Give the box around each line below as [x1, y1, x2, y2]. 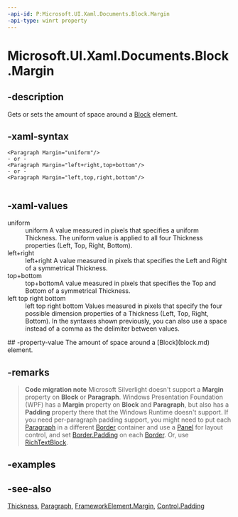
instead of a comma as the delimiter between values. [25, 324, 180, 333]
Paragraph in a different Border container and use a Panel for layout [24, 422, 223, 431]
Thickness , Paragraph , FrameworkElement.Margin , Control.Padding [7, 502, 205, 511]
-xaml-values [7, 200, 68, 212]
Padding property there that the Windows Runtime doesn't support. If [24, 407, 229, 416]
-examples [7, 459, 56, 471]
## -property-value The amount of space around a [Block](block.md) [7, 339, 210, 347]
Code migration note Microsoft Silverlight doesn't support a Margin [24, 385, 224, 393]
